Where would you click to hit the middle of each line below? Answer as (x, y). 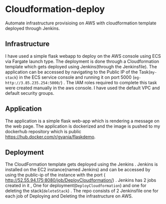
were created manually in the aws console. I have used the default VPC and (83, 88)
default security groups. (30, 93)
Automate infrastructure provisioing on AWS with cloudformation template (81, 23)
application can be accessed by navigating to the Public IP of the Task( (78, 72)
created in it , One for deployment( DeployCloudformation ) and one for (76, 186)
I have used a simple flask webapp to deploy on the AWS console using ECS (83, 56)
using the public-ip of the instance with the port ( (55, 175)
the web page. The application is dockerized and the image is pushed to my (83, 126)
